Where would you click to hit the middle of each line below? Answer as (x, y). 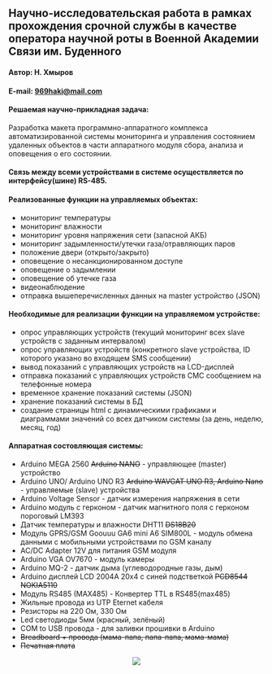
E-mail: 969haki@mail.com (56, 91)
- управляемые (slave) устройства (80, 490)
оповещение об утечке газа (68, 278)
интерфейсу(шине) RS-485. (58, 181)
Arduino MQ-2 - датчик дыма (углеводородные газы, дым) (121, 567)
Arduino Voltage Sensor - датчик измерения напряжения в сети (130, 498)
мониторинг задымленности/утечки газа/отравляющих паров (127, 243)
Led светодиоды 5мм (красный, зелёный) (93, 619)
